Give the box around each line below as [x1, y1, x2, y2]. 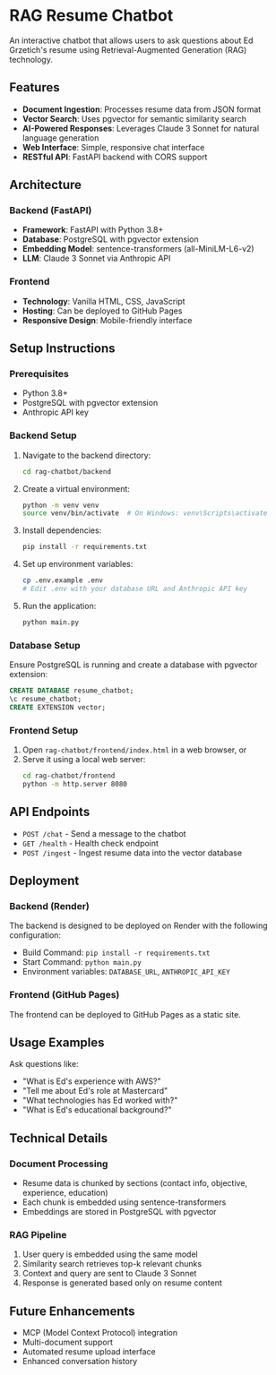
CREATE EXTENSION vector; [9, 702, 106, 712]
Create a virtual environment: [22, 483, 130, 494]
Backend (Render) [9, 899, 90, 912]
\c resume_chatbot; [9, 695, 82, 704]
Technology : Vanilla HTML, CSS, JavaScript [22, 296, 185, 306]
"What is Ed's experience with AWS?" [22, 1076, 161, 1087]
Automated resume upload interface [22, 1346, 156, 1357]
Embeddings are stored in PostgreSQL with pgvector [22, 1207, 217, 1217]
